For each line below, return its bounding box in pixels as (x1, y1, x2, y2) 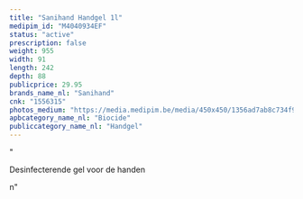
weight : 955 (9, 47, 54, 56)
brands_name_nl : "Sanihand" (9, 88, 115, 97)
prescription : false (9, 38, 87, 48)
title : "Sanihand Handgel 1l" (9, 13, 124, 23)
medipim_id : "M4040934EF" (9, 22, 106, 31)
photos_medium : (9, 105, 67, 114)
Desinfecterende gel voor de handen (9, 164, 146, 175)
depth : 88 (9, 72, 47, 81)
